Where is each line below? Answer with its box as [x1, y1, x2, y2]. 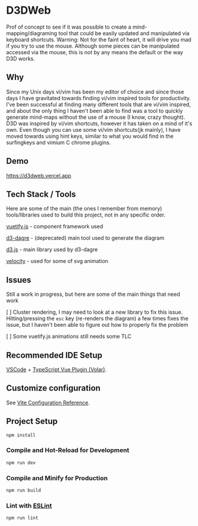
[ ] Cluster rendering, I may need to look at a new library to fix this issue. [6, 308, 183, 316]
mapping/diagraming [6, 29, 58, 36]
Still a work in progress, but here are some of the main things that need [6, 290, 180, 298]
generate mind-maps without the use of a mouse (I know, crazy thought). [6, 113, 186, 120]
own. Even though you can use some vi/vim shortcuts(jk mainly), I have [6, 126, 181, 133]
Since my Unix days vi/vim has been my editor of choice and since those [6, 88, 184, 95]
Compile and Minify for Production [6, 474, 108, 482]
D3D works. [6, 55, 35, 62]
